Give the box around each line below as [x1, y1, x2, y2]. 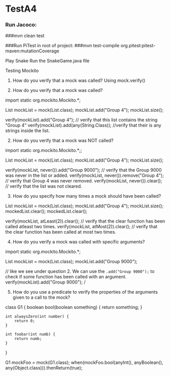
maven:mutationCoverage [5, 48, 59, 54]
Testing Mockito [5, 68, 39, 74]
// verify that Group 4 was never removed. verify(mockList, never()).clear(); [5, 178, 162, 184]
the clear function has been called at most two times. [5, 229, 117, 235]
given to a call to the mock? [12, 294, 71, 300]
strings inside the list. [5, 128, 50, 134]
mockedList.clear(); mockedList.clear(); [5, 208, 88, 214]
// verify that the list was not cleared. [5, 183, 82, 190]
